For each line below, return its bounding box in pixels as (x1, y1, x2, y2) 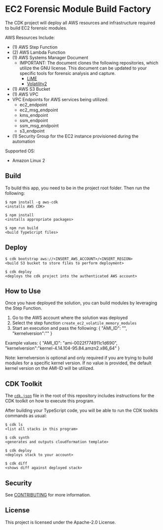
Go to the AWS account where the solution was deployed (12, 315, 128, 321)
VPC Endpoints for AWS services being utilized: (12, 96, 109, 102)
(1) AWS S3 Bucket (12, 86, 51, 92)
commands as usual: (5, 413, 47, 419)
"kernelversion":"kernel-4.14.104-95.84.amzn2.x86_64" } (5, 345, 120, 351)
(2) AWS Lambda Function (12, 49, 66, 55)
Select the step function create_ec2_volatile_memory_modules (12, 320, 137, 326)
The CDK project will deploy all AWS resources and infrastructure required (5, 20, 156, 26)
